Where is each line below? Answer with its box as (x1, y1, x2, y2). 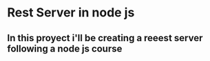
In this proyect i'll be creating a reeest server (7, 32, 203, 44)
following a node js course (7, 42, 123, 54)
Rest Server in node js (7, 5, 135, 21)
